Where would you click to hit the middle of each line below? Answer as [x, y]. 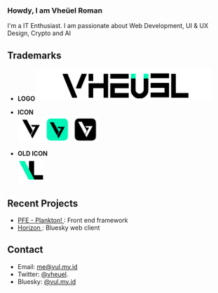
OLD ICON [32, 154]
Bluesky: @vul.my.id [47, 281]
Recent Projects [43, 203]
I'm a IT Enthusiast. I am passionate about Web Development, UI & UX [108, 26]
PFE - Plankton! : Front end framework [73, 220]
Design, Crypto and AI [39, 33]
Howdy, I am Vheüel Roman [55, 11]
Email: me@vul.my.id [47, 266]
